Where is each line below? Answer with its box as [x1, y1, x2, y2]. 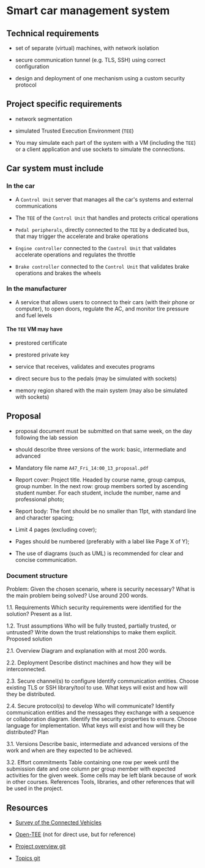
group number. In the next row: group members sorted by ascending [15, 482, 188, 490]
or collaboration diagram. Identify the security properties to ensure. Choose [6, 715, 197, 723]
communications [15, 202, 58, 209]
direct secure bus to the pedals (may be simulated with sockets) [15, 375, 177, 382]
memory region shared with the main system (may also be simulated [15, 387, 188, 394]
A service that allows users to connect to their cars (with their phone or [15, 298, 195, 305]
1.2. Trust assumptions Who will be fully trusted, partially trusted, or [6, 622, 176, 629]
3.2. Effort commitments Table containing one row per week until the [6, 759, 179, 766]
